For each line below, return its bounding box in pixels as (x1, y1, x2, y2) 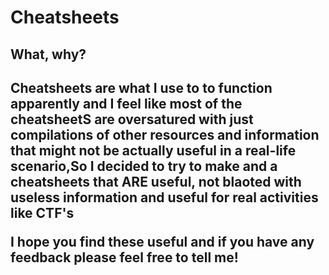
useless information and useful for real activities (10, 189, 319, 206)
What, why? (10, 46, 87, 63)
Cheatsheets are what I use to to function (10, 79, 273, 96)
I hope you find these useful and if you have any (10, 233, 315, 250)
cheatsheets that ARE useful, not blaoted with (10, 173, 302, 190)
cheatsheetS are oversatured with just (10, 111, 254, 128)
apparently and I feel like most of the (10, 95, 243, 112)
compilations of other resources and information (10, 126, 320, 143)
